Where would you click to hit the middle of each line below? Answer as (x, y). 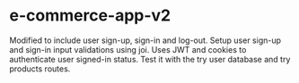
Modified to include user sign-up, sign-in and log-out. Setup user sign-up (145, 40)
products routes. (40, 69)
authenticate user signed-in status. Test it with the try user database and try (150, 59)
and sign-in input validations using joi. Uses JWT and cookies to (128, 49)
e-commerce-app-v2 (90, 16)
